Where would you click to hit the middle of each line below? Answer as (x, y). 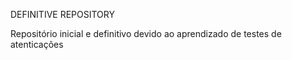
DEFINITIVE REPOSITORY (62, 14)
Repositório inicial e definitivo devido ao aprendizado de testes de (146, 33)
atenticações (37, 44)
